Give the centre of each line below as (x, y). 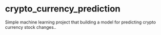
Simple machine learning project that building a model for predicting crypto (80, 22)
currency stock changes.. (31, 27)
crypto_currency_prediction (63, 9)
